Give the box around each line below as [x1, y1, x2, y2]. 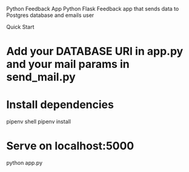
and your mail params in [6, 58, 130, 71]
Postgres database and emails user [6, 12, 94, 19]
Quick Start [6, 24, 35, 30]
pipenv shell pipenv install [6, 118, 71, 125]
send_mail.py [6, 70, 76, 84]
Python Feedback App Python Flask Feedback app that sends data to [6, 5, 179, 12]
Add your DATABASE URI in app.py [6, 45, 184, 58]
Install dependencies [6, 98, 114, 111]
